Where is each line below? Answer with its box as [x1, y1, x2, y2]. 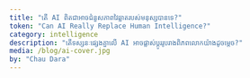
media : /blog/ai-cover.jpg [9, 47, 111, 56]
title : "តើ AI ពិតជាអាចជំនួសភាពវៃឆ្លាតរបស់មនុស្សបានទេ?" [9, 13, 183, 22]
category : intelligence [9, 30, 99, 39]
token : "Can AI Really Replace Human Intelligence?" [9, 22, 211, 30]
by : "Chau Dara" [9, 55, 70, 64]
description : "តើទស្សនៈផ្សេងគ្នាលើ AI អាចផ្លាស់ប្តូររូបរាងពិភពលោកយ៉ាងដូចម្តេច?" [9, 38, 244, 48]
